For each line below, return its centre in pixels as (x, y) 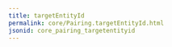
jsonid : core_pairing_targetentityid (72, 30)
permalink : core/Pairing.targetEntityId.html (86, 23)
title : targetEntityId (46, 16)
